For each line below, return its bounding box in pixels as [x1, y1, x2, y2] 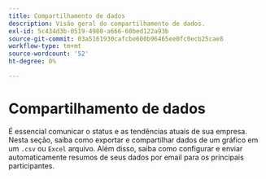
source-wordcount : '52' [8, 50, 89, 58]
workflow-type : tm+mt [8, 42, 82, 50]
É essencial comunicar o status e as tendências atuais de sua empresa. [8, 126, 248, 136]
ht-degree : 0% [8, 58, 57, 66]
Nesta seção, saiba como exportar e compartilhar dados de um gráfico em [8, 135, 259, 145]
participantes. [8, 160, 55, 171]
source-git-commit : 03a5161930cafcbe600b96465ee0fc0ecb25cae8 [8, 34, 224, 43]
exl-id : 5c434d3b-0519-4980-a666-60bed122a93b [8, 27, 169, 35]
